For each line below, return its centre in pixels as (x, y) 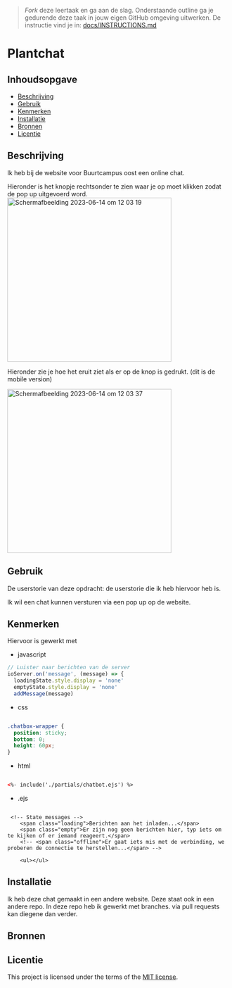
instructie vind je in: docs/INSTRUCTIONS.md (90, 25)
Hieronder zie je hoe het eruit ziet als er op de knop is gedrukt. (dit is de (111, 372)
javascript (32, 654)
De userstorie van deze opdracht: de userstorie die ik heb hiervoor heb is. (114, 588)
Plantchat (36, 54)
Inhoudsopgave (42, 79)
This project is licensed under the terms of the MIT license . (92, 977)
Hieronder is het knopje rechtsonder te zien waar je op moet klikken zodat (114, 186)
